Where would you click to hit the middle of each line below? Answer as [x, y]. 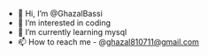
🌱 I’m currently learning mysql [72, 32]
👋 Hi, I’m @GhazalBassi [60, 14]
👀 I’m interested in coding [64, 23]
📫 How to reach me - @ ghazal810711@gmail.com [108, 42]
